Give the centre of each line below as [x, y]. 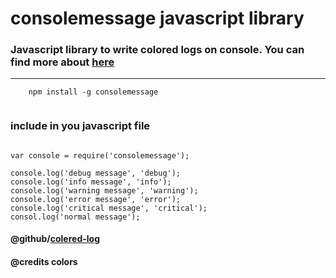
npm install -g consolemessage [93, 92]
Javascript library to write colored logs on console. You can [157, 50]
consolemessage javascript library [157, 18]
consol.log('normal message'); [75, 217]
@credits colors [44, 261]
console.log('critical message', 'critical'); [109, 208]
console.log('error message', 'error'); [96, 199]
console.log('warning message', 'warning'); [104, 190]
